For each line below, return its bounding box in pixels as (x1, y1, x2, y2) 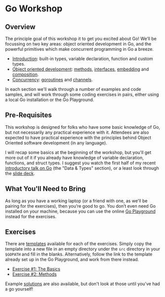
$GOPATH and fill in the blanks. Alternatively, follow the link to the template (5, 251, 153, 257)
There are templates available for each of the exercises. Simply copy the (5, 241, 152, 247)
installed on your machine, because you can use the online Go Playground (5, 208, 156, 214)
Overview (5, 23, 36, 31)
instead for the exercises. (5, 213, 57, 220)
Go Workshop (5, 3, 63, 14)
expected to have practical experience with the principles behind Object (5, 134, 151, 141)
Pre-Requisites (5, 111, 52, 119)
